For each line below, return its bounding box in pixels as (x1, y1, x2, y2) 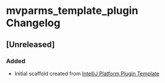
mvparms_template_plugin (6, 4, 139, 17)
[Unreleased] (6, 39, 55, 49)
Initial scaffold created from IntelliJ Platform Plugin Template (14, 70, 160, 77)
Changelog (6, 16, 61, 30)
